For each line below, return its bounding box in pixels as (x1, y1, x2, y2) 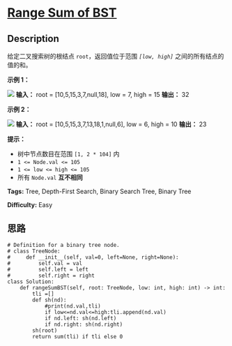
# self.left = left (7, 266, 89, 273)
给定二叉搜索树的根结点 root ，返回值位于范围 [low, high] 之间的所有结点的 (7, 52, 224, 60)
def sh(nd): (32, 296, 68, 303)
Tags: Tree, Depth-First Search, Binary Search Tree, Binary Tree (7, 187, 192, 195)
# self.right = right (7, 272, 95, 279)
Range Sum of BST (7, 5, 117, 21)
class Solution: (7, 278, 54, 285)
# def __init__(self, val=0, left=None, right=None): (7, 253, 179, 261)
